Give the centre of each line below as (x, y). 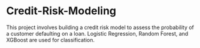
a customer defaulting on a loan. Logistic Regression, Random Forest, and (97, 33)
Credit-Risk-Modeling (61, 11)
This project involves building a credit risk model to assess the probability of (100, 27)
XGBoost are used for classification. (50, 40)
